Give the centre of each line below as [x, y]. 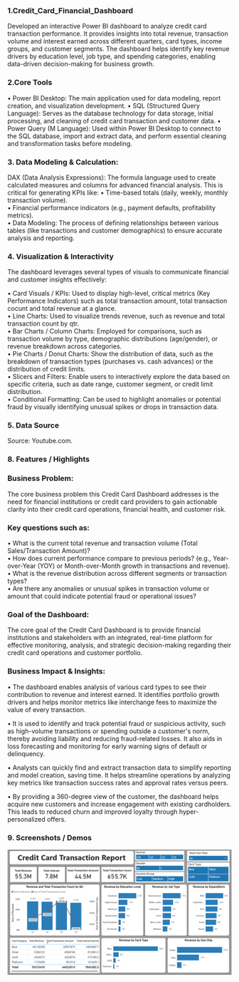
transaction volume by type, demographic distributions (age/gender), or [113, 339]
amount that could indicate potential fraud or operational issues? [102, 596]
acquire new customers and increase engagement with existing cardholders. [119, 804]
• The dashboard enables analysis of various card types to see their [107, 687]
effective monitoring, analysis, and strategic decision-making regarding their [119, 645]
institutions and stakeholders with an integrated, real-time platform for [110, 638]
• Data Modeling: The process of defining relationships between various [113, 222]
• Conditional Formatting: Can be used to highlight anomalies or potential [114, 399]
